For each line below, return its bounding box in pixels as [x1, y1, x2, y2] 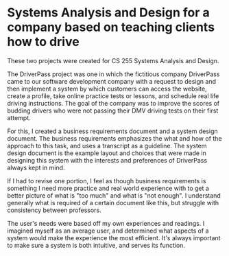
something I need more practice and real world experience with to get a [7, 184, 209, 192]
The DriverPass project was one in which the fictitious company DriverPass [7, 70, 220, 78]
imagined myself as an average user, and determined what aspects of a [7, 226, 209, 235]
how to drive [7, 34, 80, 49]
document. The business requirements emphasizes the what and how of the [7, 134, 222, 142]
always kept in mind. [7, 163, 65, 172]
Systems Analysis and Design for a [7, 5, 210, 21]
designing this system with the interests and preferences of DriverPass [7, 156, 208, 164]
